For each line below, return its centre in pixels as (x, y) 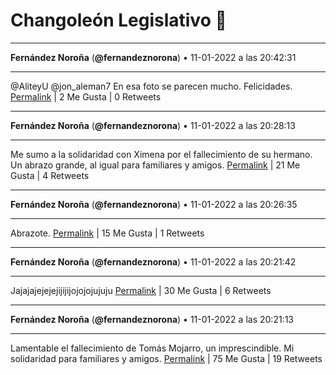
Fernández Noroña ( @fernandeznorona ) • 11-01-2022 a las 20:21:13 (152, 319)
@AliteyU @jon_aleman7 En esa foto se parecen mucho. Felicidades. (151, 86)
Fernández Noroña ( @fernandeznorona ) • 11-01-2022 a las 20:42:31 (153, 57)
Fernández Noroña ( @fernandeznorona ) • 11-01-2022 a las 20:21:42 (153, 261)
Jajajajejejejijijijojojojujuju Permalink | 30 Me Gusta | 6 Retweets (141, 290)
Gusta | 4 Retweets (50, 175)
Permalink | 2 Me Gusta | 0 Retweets (86, 96)
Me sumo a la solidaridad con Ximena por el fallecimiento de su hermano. (161, 154)
